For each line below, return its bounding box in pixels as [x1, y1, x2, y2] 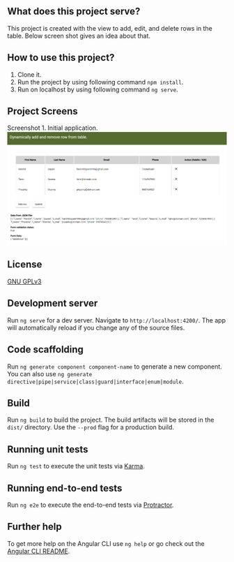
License [7, 258, 42, 271]
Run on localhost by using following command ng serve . [17, 85, 179, 94]
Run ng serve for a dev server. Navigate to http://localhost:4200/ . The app [7, 316, 226, 324]
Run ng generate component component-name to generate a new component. [7, 362, 223, 371]
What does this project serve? [7, 6, 141, 17]
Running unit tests [7, 443, 88, 455]
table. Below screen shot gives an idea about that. [7, 31, 151, 40]
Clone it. [17, 70, 42, 79]
